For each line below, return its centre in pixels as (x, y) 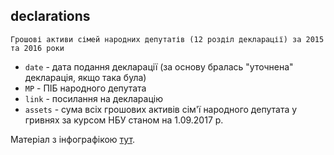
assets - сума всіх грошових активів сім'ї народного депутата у (161, 109)
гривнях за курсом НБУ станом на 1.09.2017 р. (124, 120)
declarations (50, 16)
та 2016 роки (37, 48)
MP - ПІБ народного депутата (85, 88)
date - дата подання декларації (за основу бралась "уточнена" (159, 66)
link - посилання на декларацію (93, 98)
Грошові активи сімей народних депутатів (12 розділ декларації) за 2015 (167, 39)
